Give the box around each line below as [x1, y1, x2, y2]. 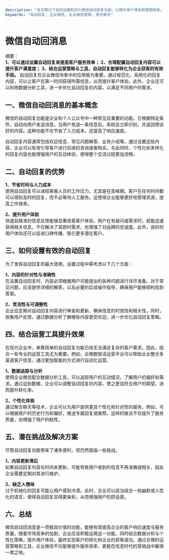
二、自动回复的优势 [5, 167, 65, 176]
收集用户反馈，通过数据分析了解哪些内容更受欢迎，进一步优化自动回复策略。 [5, 314, 164, 320]
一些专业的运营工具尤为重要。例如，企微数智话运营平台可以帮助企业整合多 [9, 350, 164, 357]
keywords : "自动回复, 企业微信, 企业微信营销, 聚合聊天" [5, 12, 113, 17]
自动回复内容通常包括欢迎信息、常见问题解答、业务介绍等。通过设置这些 [5, 138, 155, 144]
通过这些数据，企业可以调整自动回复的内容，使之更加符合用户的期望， [14, 380, 159, 386]
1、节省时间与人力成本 [5, 182, 52, 188]
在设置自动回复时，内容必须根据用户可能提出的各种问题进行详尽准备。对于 [5, 278, 159, 284]
